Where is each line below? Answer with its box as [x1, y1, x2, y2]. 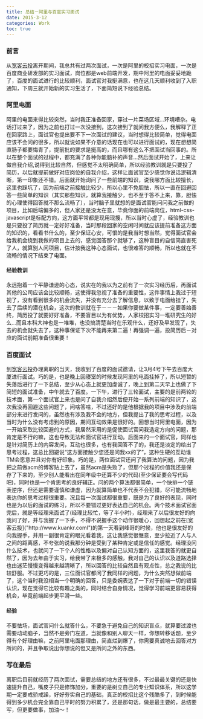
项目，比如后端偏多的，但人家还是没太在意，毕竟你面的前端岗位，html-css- [6, 206, 195, 213]
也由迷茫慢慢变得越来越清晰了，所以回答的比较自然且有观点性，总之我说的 [6, 562, 192, 569]
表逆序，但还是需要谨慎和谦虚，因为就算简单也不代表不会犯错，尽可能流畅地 [6, 486, 197, 494]
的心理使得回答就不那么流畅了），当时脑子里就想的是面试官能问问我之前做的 [6, 199, 195, 206]
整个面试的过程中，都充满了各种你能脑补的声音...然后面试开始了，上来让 [16, 153, 196, 161]
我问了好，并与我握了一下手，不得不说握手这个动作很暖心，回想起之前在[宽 [6, 517, 194, 524]
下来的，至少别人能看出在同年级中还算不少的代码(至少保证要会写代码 [16, 471, 188, 479]
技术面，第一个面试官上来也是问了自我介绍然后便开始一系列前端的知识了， [6, 396, 192, 403]
